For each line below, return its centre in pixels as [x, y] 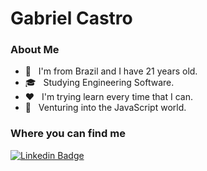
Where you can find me [68, 134]
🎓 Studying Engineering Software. [99, 83]
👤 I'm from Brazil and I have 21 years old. [111, 71]
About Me [35, 50]
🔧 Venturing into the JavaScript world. [105, 108]
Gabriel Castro [71, 18]
